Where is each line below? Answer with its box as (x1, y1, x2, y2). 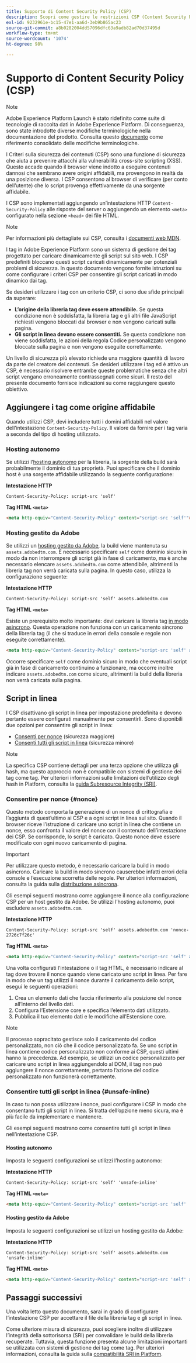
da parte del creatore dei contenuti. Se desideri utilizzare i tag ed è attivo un (6, 360, 188, 367)
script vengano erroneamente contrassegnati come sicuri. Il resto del (6, 373, 172, 380)
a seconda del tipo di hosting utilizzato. (6, 431, 100, 438)
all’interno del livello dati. (14, 1000, 75, 1007)
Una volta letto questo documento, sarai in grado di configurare (6, 1308, 159, 1315)
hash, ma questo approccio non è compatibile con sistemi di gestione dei (6, 767, 182, 775)
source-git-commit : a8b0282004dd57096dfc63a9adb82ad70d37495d (6, 25, 160, 31)
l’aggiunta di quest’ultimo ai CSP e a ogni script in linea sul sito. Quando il (6, 814, 182, 822)
